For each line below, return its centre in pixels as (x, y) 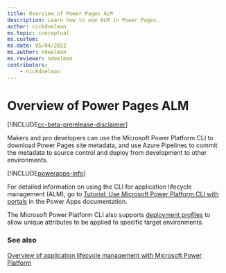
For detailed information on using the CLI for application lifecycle (99, 187)
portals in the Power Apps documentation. (68, 202)
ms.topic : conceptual (38, 33)
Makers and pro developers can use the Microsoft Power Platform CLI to (110, 138)
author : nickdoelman (37, 26)
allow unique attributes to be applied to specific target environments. (105, 223)
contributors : (28, 65)
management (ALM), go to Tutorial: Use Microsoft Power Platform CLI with (113, 194)
